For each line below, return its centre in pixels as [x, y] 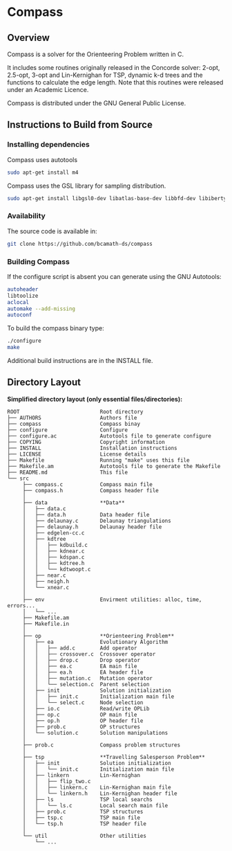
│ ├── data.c [45, 509]
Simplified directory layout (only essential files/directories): [95, 399]
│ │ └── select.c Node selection [83, 702]
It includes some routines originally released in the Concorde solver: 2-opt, [114, 68]
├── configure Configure [68, 430]
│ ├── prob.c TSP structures [83, 812]
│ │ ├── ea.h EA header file [83, 672]
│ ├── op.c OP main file [80, 715]
